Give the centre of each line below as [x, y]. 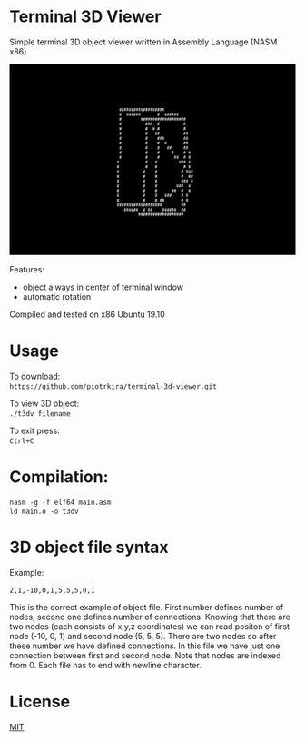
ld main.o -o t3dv [44, 511]
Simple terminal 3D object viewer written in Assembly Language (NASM [143, 42]
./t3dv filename [40, 414]
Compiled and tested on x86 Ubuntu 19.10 [87, 314]
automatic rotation [57, 296]
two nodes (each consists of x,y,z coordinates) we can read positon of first [150, 626]
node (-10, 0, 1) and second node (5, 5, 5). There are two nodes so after [143, 636]
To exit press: [35, 430]
